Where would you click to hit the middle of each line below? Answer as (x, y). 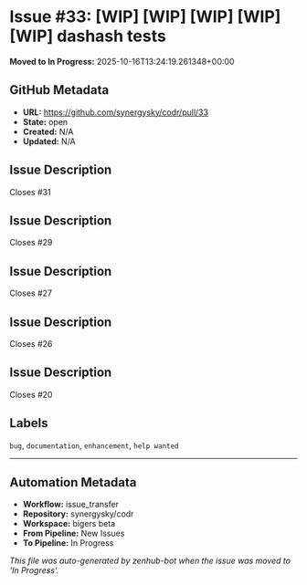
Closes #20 (31, 394)
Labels (29, 423)
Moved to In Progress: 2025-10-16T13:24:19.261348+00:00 (122, 61)
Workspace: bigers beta (69, 524)
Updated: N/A (49, 141)
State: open (45, 121)
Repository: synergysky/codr (78, 514)
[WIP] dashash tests (88, 36)
